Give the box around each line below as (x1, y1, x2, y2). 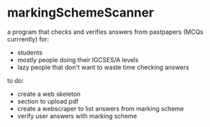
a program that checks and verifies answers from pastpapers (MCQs (7, 28, 204, 36)
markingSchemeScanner (7, 5, 155, 21)
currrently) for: (7, 35, 50, 43)
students (17, 48, 43, 57)
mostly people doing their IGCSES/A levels (17, 55, 139, 63)
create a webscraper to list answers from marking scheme (17, 104, 184, 113)
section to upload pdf (17, 97, 79, 105)
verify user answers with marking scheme (17, 112, 137, 120)
